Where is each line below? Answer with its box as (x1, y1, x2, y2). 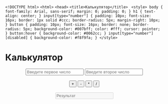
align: (5, 13, 19, 18)
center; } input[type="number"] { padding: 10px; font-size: (21, 13, 151, 18)
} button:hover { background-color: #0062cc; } (5, 31, 107, 36)
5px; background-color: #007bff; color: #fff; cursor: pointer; (23, 26, 160, 31)
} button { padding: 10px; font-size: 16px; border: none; (5, 22, 131, 27)
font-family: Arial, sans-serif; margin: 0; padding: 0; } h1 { (5, 9, 142, 14)
